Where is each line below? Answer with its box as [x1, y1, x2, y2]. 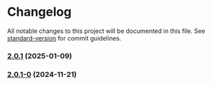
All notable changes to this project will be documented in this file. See [7, 27, 206, 35]
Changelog [7, 4, 72, 20]
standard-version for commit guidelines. [7, 34, 122, 42]
